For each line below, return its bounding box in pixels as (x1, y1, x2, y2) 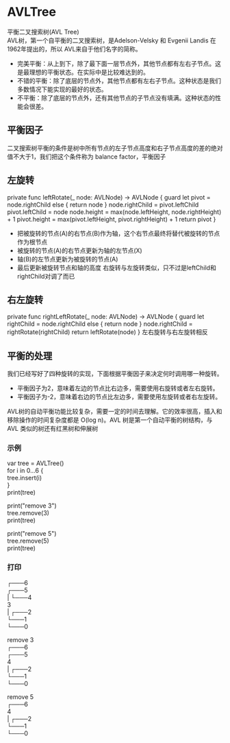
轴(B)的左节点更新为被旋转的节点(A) (16, 255, 118, 263)
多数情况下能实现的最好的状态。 (16, 85, 107, 93)
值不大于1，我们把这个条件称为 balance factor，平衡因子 (7, 152, 166, 161)
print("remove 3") (7, 502, 57, 510)
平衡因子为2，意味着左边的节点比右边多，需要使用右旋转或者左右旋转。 (16, 384, 219, 392)
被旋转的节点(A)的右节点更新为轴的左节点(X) (16, 246, 142, 255)
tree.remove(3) (7, 509, 50, 517)
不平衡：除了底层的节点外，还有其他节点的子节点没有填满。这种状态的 (16, 93, 216, 102)
